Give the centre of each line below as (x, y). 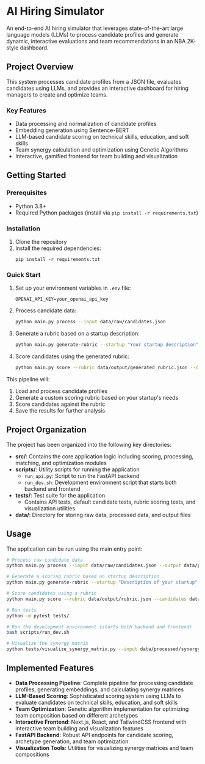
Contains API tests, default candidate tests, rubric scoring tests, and (110, 502)
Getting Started (36, 175)
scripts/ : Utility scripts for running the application (77, 469)
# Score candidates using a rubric (52, 593)
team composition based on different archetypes (77, 715)
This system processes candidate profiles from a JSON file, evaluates (94, 81)
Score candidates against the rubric (60, 404)
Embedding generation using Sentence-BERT (72, 130)
